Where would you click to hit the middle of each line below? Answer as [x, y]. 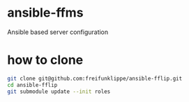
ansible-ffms [45, 13]
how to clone [45, 60]
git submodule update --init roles [59, 92]
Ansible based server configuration [58, 32]
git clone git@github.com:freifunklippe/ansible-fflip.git [95, 78]
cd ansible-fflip [32, 85]
